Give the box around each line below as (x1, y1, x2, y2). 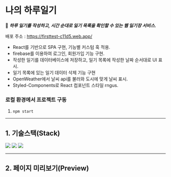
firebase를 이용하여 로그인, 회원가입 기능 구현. (12, 50, 105, 56)
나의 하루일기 (5, 5, 57, 16)
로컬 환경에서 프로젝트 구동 (5, 96, 67, 103)
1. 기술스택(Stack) (5, 129, 60, 137)
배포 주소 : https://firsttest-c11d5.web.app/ (5, 33, 93, 39)
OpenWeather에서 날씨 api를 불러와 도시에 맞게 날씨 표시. (12, 76, 128, 82)
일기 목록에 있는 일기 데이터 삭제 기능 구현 (12, 69, 96, 75)
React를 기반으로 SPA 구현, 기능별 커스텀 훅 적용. (12, 44, 110, 50)
